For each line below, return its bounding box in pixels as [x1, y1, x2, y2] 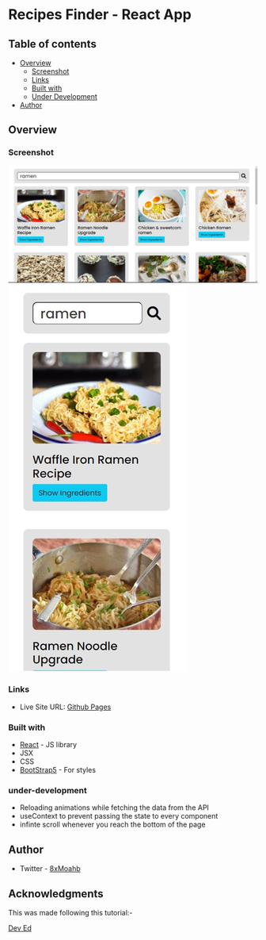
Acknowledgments [8, 887, 104, 900]
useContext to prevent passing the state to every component [19, 811, 218, 821]
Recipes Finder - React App [8, 6, 192, 24]
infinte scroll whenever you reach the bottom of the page [19, 819, 206, 830]
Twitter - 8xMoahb [19, 864, 81, 873]
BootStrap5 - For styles [19, 765, 97, 775]
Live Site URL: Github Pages [19, 702, 112, 712]
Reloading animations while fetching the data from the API [19, 803, 210, 812]
